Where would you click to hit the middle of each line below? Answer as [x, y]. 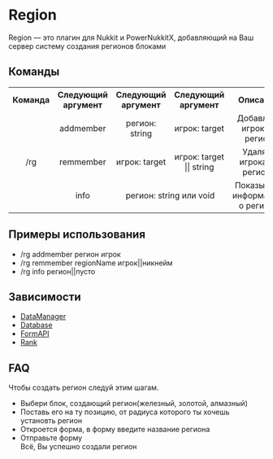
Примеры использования [77, 235]
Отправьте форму [51, 438]
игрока [253, 162]
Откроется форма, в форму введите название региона [115, 430]
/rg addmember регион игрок [71, 254]
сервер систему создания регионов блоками [87, 46]
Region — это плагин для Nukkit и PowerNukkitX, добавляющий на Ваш [131, 37]
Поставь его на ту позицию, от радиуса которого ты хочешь [125, 412]
